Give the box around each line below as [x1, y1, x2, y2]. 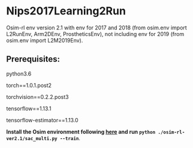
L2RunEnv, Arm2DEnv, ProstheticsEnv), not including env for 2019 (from [6, 30, 185, 37]
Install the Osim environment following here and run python [6, 128, 156, 135]
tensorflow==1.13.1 [6, 105, 52, 112]
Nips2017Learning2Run [6, 4, 126, 18]
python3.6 [6, 70, 32, 77]
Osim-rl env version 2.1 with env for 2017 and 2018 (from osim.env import [6, 24, 187, 31]
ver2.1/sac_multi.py [6, 135, 58, 141]
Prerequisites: [6, 54, 60, 64]
